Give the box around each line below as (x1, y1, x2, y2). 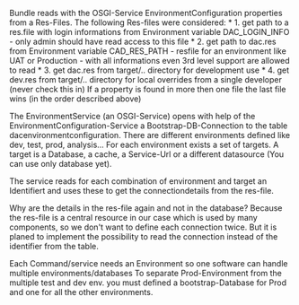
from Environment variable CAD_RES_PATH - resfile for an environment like (9, 46, 287, 57)
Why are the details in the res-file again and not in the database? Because (9, 203, 283, 213)
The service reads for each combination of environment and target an (9, 176, 268, 187)
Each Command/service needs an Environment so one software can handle (9, 258, 288, 268)
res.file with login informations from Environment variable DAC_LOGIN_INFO (9, 27, 290, 37)
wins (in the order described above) (9, 93, 142, 104)
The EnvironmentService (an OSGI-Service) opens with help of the (9, 111, 256, 121)
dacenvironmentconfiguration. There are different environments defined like (9, 130, 290, 140)
